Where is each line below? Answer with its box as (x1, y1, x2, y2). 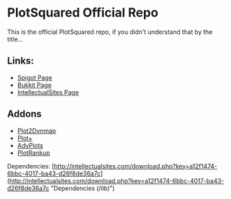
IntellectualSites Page (17, 88, 80, 96)
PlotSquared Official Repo (7, 5, 159, 21)
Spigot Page (17, 73, 53, 82)
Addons (7, 108, 42, 120)
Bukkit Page (17, 81, 52, 89)
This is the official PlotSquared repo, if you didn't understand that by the (7, 28, 213, 36)
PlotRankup (17, 149, 50, 157)
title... (7, 35, 24, 43)
